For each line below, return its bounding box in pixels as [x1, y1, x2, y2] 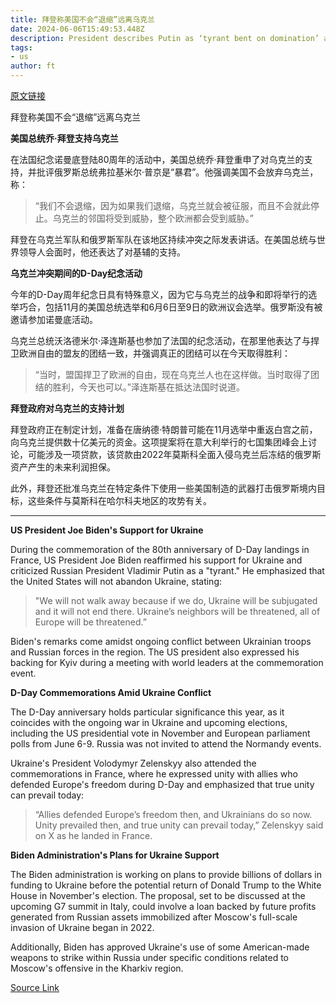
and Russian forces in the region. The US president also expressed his [10, 646, 300, 658]
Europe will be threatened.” [34, 616, 147, 628]
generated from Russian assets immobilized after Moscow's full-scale [10, 911, 298, 923]
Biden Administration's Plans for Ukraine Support [10, 849, 220, 861]
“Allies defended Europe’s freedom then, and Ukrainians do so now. [34, 809, 313, 820]
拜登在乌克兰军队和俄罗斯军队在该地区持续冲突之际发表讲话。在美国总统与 [10, 234, 317, 245]
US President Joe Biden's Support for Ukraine [10, 524, 204, 536]
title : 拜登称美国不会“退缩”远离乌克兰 [10, 14, 155, 25]
